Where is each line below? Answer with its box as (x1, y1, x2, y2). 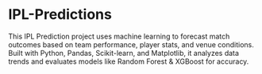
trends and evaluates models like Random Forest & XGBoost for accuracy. (8, 57, 249, 66)
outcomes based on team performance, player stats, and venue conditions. (8, 39, 254, 49)
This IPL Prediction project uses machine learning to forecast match (8, 31, 230, 41)
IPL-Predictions (8, 6, 113, 24)
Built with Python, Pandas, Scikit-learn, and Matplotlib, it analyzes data (8, 48, 240, 57)
